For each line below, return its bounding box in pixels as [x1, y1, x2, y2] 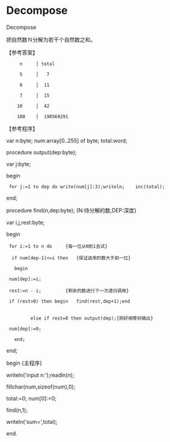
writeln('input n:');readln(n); [6, 371, 74, 379]
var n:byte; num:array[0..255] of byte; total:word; [6, 137, 128, 144]
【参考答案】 [6, 49, 38, 56]
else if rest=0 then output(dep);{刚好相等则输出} [30, 315, 154, 321]
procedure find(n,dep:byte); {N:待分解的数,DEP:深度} [6, 206, 137, 214]
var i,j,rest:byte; [6, 218, 45, 226]
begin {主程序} [6, 359, 42, 367]
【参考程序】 [6, 125, 38, 132]
